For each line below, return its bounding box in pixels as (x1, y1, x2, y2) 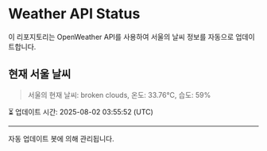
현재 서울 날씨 (8, 68, 72, 81)
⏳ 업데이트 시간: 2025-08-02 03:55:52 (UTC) (8, 106, 153, 116)
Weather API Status (8, 5, 141, 23)
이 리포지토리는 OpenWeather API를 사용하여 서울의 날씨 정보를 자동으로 (8, 32, 234, 41)
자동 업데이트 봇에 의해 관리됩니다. (8, 134, 114, 143)
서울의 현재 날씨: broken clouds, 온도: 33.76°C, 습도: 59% (27, 90, 211, 99)
